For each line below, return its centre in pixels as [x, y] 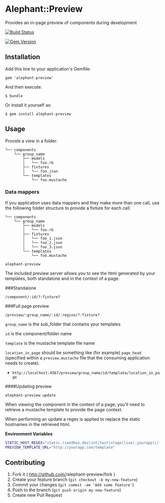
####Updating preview [28, 386]
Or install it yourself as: [28, 105]
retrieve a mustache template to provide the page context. [64, 409]
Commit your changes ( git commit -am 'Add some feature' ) [73, 485]
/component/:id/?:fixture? [33, 297]
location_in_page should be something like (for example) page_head [73, 352]
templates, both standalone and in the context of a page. [62, 278]
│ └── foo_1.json [43, 238]
